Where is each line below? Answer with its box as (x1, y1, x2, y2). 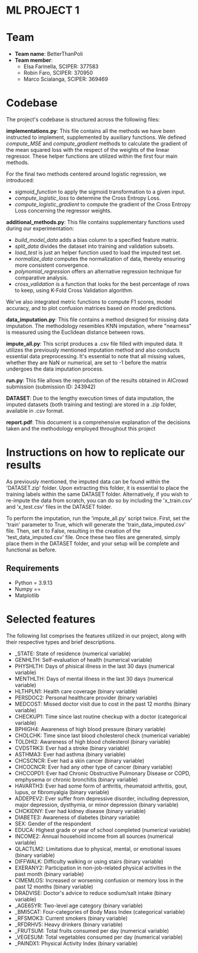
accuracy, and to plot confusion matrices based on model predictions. (6, 305, 177, 312)
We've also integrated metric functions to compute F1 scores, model (6, 298, 173, 305)
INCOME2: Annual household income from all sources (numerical (14, 833, 174, 840)
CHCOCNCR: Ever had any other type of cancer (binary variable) (14, 763, 173, 770)
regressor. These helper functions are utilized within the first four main (6, 152, 178, 160)
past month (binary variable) (14, 870, 84, 878)
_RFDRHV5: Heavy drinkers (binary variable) (14, 920, 123, 928)
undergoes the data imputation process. (6, 365, 104, 372)
